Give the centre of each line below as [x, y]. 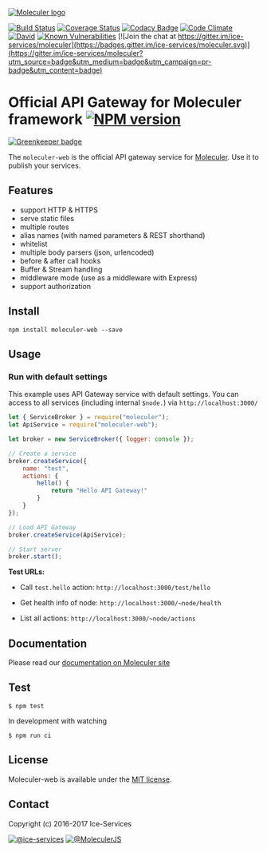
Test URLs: [27, 572]
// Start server [35, 549]
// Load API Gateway [43, 527]
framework [45, 119]
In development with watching [58, 721]
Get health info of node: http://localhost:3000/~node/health [120, 603]
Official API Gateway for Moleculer [125, 103]
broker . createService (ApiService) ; [67, 535]
